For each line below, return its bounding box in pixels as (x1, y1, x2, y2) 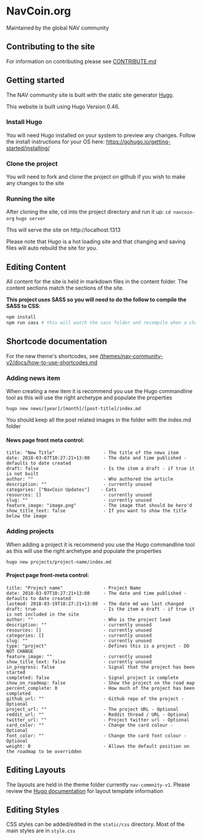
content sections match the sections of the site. (6, 285, 124, 292)
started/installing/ (6, 144, 50, 151)
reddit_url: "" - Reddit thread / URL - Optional (6, 712, 189, 718)
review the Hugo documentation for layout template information (6, 787, 164, 794)
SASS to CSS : (6, 303, 41, 310)
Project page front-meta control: (6, 572, 89, 579)
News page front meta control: (6, 436, 84, 444)
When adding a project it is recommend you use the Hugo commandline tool (6, 541, 195, 548)
